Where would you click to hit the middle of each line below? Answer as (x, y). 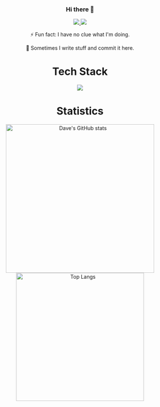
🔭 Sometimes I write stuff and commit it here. (80, 48)
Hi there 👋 (80, 9)
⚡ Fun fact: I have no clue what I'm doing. (80, 35)
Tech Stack (80, 72)
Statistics (80, 111)
